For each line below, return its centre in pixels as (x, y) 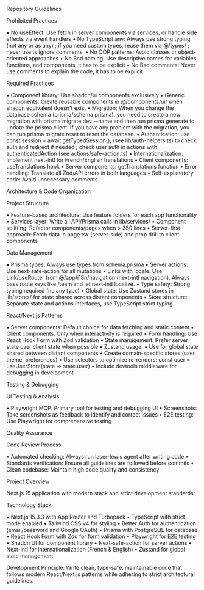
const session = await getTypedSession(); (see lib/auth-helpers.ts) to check (101, 140)
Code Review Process (34, 445)
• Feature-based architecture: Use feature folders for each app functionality (102, 215)
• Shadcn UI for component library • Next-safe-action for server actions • (99, 543)
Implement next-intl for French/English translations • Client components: (97, 160)
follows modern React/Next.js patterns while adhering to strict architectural (100, 574)
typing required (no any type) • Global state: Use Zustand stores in (90, 290)
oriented (17, 58)
